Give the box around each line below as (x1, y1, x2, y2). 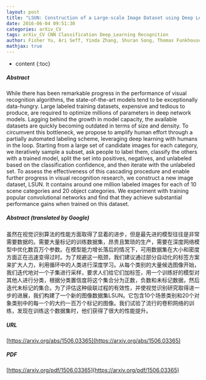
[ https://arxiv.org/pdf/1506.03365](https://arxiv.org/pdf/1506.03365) (6, 366, 180, 374)
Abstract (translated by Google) (6, 214, 90, 221)
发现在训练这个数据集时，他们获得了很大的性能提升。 (17, 307, 151, 314)
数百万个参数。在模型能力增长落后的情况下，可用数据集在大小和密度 (27, 246, 200, 253)
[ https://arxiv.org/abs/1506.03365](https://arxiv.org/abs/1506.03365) (6, 336, 181, 344)
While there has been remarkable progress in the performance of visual (6, 89, 187, 97)
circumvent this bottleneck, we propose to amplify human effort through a (6, 128, 193, 135)
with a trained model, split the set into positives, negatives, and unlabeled (6, 154, 192, 162)
